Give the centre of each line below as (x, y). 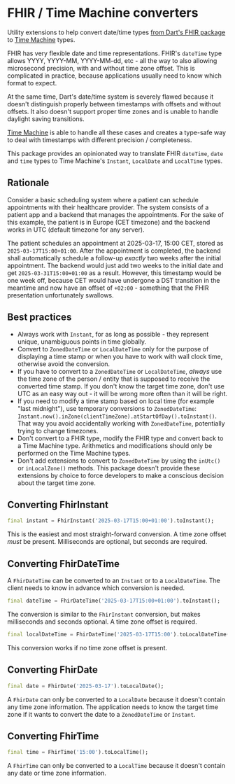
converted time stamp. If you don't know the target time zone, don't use (121, 386)
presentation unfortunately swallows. (60, 295)
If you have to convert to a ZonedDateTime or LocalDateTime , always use (120, 371)
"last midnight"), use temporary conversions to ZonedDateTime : (107, 408)
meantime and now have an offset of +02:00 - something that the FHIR (108, 288)
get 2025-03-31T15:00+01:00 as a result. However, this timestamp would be (114, 273)
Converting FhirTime (53, 736)
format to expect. (32, 83)
